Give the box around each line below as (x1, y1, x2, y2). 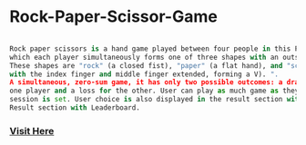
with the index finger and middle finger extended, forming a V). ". (9, 70, 280, 79)
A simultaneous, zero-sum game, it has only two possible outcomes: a (9, 78, 283, 87)
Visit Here (9, 124, 55, 137)
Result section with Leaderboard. (9, 103, 141, 112)
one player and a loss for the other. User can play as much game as (9, 86, 280, 96)
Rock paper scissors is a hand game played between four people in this (9, 43, 291, 53)
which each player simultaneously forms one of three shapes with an (9, 53, 280, 62)
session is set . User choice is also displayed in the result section (9, 95, 283, 104)
